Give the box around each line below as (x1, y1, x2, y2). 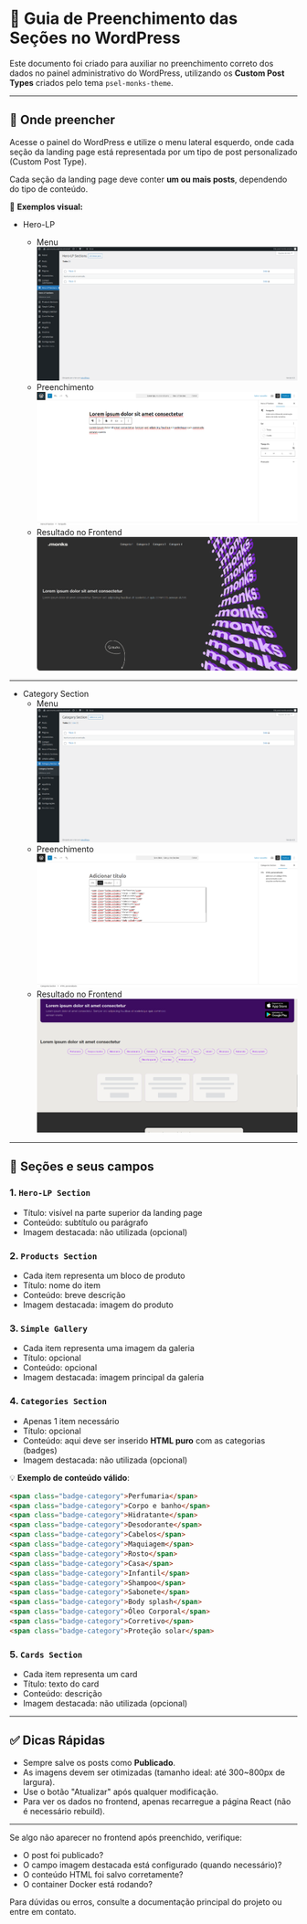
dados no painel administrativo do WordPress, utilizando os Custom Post (9, 68, 285, 79)
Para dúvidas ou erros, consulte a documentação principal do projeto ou (9, 1896, 282, 1908)
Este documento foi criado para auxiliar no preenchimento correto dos (9, 58, 274, 69)
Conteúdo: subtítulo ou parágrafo (22, 1217, 149, 1228)
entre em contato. (9, 1906, 77, 1917)
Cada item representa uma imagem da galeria (22, 1343, 195, 1354)
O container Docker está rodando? (22, 1878, 153, 1889)
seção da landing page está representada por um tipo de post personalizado (9, 146, 298, 157)
